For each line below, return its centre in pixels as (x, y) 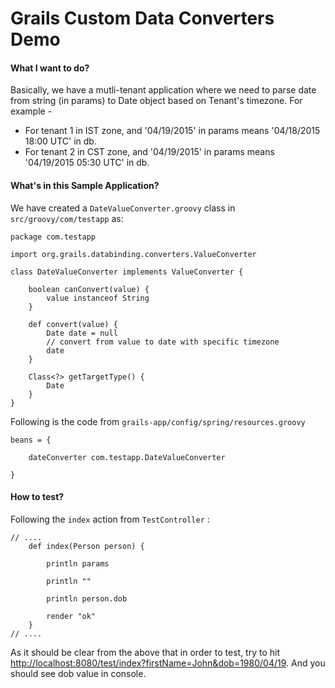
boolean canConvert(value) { (89, 289)
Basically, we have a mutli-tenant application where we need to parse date (163, 90)
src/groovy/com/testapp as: (67, 218)
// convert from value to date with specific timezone (163, 342)
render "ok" (71, 616)
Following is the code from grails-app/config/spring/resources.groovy (158, 421)
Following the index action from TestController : (110, 519)
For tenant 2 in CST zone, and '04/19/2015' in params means (149, 152)
